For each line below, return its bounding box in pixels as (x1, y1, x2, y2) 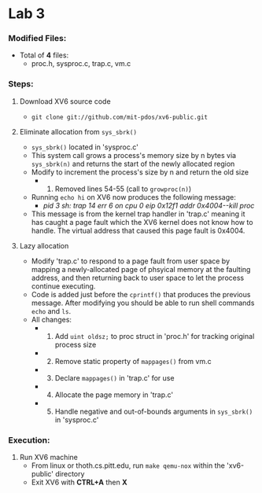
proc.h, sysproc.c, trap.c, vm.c (31, 59, 131, 68)
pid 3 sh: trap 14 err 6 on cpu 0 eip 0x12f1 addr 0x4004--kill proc (42, 201, 255, 210)
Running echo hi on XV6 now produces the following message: (31, 192, 236, 201)
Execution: (8, 434, 50, 445)
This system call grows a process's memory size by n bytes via (31, 150, 237, 160)
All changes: (31, 315, 72, 324)
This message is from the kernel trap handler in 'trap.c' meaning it (31, 209, 245, 219)
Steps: (8, 79, 34, 90)
